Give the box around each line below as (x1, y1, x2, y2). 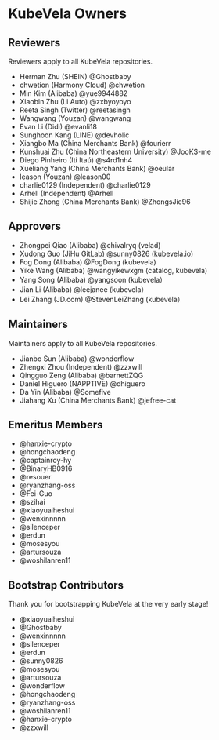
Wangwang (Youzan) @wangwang (19, 114, 131, 122)
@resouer (19, 472, 52, 482)
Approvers (8, 220, 61, 233)
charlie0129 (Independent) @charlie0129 (19, 180, 151, 189)
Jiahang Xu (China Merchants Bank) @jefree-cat (19, 396, 177, 405)
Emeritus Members (8, 418, 103, 432)
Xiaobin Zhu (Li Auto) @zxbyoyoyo (19, 97, 131, 106)
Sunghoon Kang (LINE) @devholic (19, 130, 130, 140)
